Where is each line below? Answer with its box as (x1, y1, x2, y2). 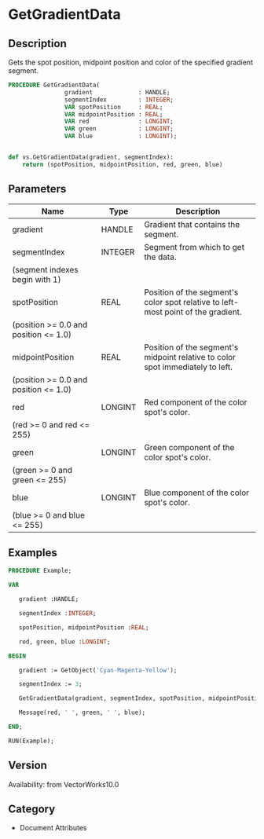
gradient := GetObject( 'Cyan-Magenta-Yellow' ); (18, 666, 178, 674)
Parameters (8, 182, 67, 196)
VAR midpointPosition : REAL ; (64, 110, 163, 119)
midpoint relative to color (144, 351, 236, 362)
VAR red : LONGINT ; (64, 118, 174, 126)
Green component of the (144, 441, 235, 452)
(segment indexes (12, 264, 79, 275)
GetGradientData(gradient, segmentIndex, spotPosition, (18, 694, 206, 702)
